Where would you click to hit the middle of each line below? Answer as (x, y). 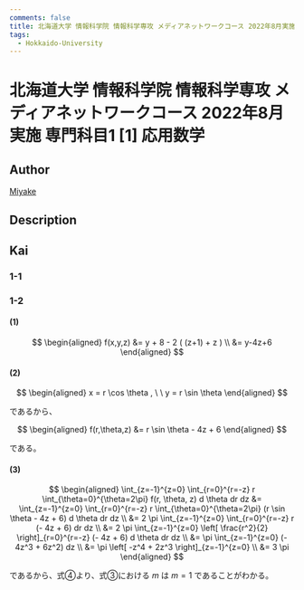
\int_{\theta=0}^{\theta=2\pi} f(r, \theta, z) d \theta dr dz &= (152, 500)
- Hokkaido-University (60, 43)
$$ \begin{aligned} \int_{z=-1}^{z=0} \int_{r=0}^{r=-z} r (152, 490)
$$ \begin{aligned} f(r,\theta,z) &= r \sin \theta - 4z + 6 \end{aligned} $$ (152, 430)
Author (29, 170)
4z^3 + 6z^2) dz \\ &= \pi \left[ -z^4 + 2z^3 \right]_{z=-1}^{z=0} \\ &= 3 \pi (152, 547)
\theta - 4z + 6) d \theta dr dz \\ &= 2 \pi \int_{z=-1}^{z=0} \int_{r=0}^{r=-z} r (152, 519)
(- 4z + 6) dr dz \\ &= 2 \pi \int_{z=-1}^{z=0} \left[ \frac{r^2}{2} (152, 528)
